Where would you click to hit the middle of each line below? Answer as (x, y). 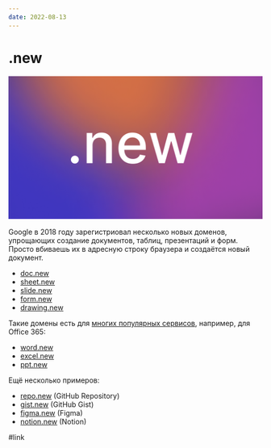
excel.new (37, 356)
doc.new (35, 274)
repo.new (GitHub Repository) (70, 396)
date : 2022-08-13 (38, 17)
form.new (36, 299)
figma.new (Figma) (51, 413)
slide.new (36, 291)
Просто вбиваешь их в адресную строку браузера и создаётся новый (129, 249)
